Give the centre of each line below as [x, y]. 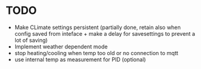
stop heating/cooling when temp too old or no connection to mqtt [96, 53]
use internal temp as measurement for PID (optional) [80, 59]
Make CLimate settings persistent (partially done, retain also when [97, 27]
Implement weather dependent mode [61, 47]
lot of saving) [31, 40]
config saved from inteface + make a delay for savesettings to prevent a [105, 33]
